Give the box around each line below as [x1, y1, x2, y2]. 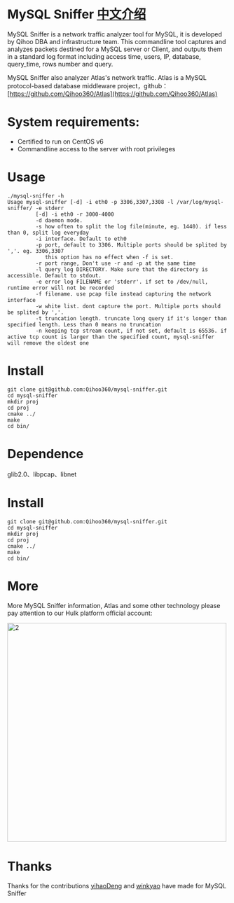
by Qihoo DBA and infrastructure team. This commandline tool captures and [7, 37, 226, 46]
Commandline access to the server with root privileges [17, 144, 176, 153]
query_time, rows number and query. [7, 60, 113, 68]
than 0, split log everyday [7, 229, 90, 236]
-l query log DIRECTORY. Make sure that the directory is [35, 266, 209, 273]
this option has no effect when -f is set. [44, 254, 174, 261]
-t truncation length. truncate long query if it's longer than [35, 315, 228, 322]
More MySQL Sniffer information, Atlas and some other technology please [7, 601, 221, 609]
